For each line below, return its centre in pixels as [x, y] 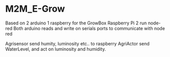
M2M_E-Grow [35, 9]
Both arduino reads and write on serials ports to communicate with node [89, 28]
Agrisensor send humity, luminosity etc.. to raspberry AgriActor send [78, 43]
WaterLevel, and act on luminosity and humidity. [55, 49]
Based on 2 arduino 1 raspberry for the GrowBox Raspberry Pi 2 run [76, 23]
